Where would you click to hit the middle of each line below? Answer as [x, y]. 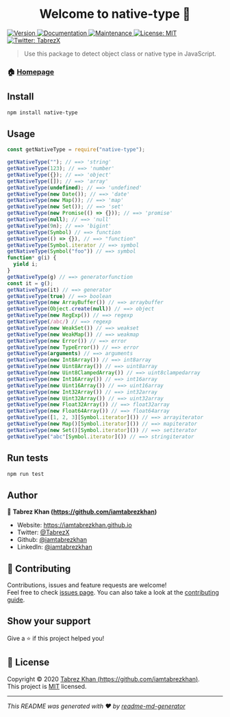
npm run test [26, 474]
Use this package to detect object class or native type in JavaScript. [120, 54]
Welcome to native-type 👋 [115, 14]
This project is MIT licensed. [47, 686]
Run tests [28, 458]
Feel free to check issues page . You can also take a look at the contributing [113, 593]
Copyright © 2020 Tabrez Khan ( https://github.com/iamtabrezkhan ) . [103, 679]
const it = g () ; [30, 283]
